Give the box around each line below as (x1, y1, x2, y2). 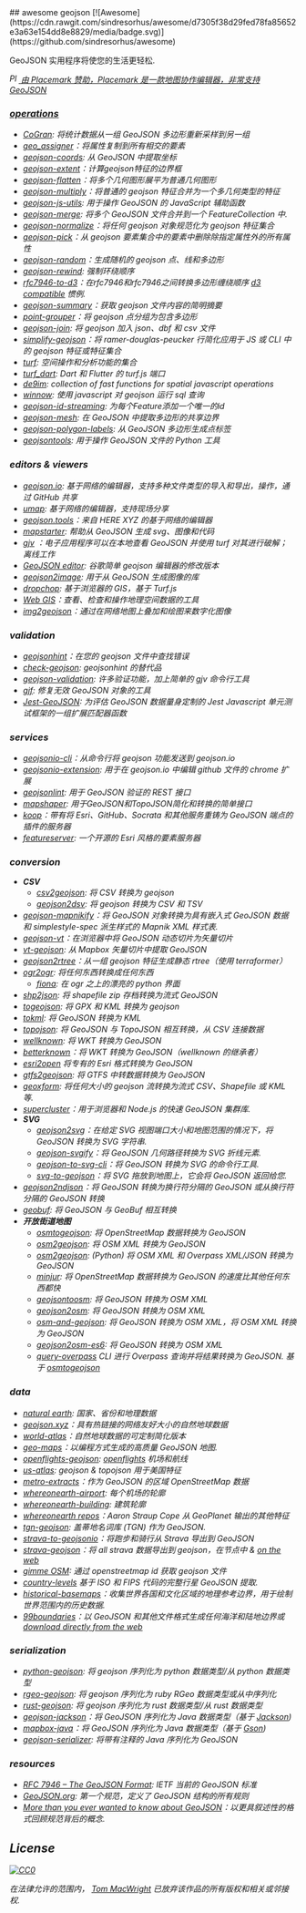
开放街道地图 (22, 1216, 71, 1227)
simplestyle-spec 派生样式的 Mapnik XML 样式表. (33, 921, 219, 932)
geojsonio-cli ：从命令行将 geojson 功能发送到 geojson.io (22, 753, 235, 764)
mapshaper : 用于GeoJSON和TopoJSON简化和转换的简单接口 (22, 798, 253, 809)
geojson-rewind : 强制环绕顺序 (22, 266, 135, 277)
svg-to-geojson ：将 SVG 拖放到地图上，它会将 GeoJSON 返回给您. (36, 1170, 287, 1181)
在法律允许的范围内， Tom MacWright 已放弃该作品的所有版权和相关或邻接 (9, 1884, 290, 1895)
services (9, 731, 49, 744)
